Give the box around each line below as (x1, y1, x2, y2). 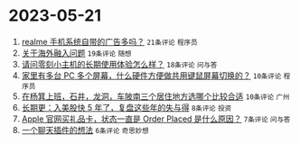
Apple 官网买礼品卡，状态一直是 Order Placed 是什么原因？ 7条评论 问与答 (21, 113, 291, 124)
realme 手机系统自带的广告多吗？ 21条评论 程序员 (21, 36, 198, 47)
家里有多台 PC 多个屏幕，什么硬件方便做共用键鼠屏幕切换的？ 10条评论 (21, 69, 282, 81)
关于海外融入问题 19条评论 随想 (21, 47, 132, 58)
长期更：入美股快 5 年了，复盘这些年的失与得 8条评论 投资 (21, 102, 232, 112)
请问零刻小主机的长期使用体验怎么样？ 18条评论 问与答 (21, 58, 218, 69)
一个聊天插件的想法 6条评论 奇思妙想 (21, 124, 150, 135)
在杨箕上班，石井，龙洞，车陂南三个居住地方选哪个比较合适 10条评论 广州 (21, 91, 290, 102)
